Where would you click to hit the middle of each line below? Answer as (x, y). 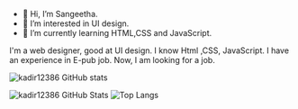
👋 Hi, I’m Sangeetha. (60, 14)
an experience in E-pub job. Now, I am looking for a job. (113, 60)
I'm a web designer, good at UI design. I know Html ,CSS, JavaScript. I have (149, 50)
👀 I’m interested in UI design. (76, 23)
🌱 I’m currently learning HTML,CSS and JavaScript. (117, 33)
